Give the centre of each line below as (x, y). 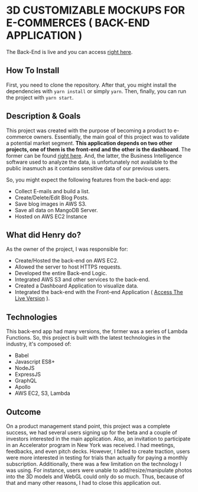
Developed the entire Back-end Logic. (61, 273)
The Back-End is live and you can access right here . (69, 52)
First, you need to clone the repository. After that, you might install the (91, 85)
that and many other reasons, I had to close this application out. (84, 483)
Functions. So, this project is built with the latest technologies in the (88, 338)
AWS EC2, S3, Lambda (42, 393)
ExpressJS (28, 375)
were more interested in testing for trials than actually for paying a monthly (97, 458)
